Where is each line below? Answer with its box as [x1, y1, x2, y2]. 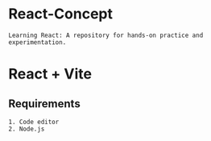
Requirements [8, 97, 81, 111]
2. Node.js [8, 125, 45, 133]
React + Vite [8, 65, 93, 83]
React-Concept [8, 5, 113, 23]
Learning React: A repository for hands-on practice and [8, 31, 204, 39]
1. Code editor [8, 118, 60, 126]
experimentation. [8, 38, 67, 46]
